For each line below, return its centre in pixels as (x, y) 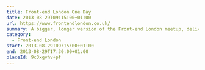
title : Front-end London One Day (49, 12)
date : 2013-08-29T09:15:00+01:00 (49, 18)
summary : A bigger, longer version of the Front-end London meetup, (95, 29)
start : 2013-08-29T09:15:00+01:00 (50, 46)
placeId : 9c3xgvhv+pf (34, 57)
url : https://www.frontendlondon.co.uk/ (59, 23)
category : (19, 35)
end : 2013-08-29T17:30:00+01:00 (47, 52)
